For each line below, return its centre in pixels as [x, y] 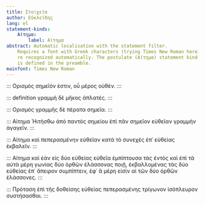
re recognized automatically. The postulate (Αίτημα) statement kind [108, 57]
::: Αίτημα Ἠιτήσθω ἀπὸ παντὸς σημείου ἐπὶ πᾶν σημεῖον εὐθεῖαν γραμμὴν [101, 121]
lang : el [17, 23]
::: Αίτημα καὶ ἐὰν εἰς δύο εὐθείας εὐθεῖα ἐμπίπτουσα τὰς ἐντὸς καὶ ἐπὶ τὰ [100, 158]
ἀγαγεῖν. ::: [20, 128]
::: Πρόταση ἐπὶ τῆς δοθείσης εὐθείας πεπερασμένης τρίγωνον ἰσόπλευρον [102, 189]
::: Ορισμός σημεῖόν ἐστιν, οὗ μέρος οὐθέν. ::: [64, 86]
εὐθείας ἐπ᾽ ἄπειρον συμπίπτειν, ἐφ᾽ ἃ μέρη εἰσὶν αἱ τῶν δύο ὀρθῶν [92, 171]
